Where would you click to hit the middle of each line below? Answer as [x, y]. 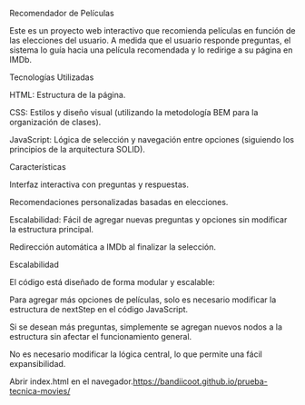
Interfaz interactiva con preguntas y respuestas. [99, 184]
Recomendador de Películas [62, 13]
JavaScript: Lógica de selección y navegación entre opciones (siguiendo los [152, 139]
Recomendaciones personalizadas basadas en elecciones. [119, 202]
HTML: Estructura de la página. [68, 95]
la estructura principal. [51, 229]
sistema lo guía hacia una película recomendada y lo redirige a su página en [151, 50]
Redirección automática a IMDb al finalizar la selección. [113, 247]
